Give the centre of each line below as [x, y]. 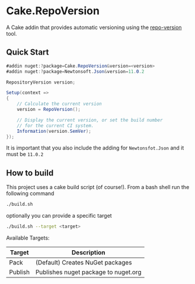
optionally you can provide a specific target [59, 216]
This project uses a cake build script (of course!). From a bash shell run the [98, 187]
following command [30, 193]
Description [88, 252]
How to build [30, 173]
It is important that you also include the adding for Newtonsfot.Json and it [95, 148]
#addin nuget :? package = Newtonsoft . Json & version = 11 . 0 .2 [75, 71]
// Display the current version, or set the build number [90, 120]
